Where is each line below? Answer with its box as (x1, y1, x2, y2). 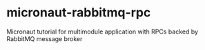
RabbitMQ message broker (6, 34, 83, 42)
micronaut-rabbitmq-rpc (6, 5, 151, 21)
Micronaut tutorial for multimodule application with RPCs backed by (6, 27, 198, 36)
